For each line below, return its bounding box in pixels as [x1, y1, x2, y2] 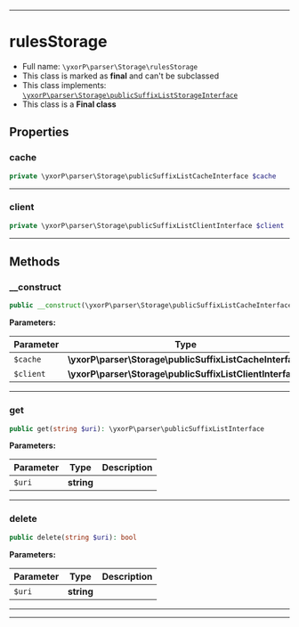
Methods [9, 255, 61, 270]
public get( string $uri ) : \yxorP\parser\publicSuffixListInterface [9, 424, 265, 433]
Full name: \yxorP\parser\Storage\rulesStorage [21, 61, 198, 71]
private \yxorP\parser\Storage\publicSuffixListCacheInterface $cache [9, 171, 277, 181]
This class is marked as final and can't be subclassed [21, 70, 220, 81]
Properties [9, 125, 69, 140]
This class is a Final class [21, 99, 117, 110]
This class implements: [21, 79, 107, 90]
